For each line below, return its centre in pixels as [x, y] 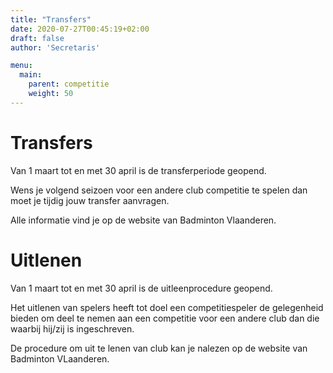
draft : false [37, 38]
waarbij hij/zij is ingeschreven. [72, 328]
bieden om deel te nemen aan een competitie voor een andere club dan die [165, 318]
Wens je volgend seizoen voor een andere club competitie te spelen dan [159, 190]
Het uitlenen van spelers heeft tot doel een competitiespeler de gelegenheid [167, 307]
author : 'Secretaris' [55, 47]
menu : [21, 66]
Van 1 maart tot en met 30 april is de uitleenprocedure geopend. [141, 288]
